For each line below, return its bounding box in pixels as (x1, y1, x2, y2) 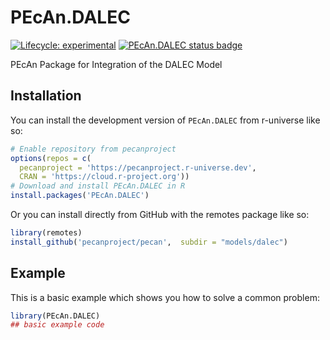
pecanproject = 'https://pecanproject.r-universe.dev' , (19, 162, 257, 173)
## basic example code (10, 320, 105, 330)
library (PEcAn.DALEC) (10, 311, 101, 321)
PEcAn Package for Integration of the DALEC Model (10, 58, 223, 70)
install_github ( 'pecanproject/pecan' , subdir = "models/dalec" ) (10, 237, 288, 247)
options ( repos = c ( (10, 153, 92, 163)
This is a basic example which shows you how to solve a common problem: (10, 291, 320, 303)
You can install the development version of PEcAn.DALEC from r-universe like (10, 114, 321, 126)
